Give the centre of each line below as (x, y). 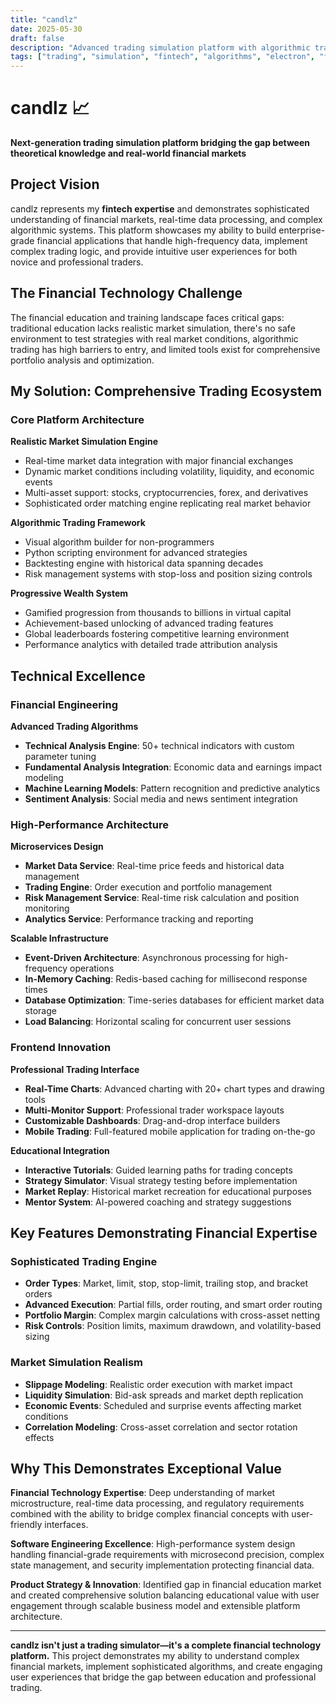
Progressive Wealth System (69, 593)
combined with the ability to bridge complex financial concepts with (150, 1514)
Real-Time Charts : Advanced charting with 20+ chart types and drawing (174, 1088)
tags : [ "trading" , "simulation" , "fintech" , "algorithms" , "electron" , (162, 57)
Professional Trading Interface (75, 1069)
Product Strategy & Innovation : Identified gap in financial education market (166, 1585)
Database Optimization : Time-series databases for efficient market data (174, 1000)
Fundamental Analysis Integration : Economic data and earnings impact (173, 767)
